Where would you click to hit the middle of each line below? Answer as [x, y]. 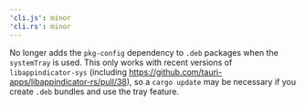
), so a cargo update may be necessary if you [211, 81]
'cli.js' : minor [40, 18]
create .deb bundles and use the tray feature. [95, 91]
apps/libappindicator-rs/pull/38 [68, 81]
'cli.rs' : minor [40, 26]
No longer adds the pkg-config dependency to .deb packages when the [144, 52]
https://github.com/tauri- [176, 72]
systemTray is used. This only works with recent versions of [121, 62]
